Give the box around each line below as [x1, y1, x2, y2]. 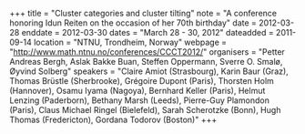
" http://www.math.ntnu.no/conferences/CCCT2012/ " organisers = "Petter [9, 46, 285, 57]
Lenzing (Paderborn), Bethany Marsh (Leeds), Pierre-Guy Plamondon [9, 95, 270, 106]
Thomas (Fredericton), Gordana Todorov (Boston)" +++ [9, 114, 218, 125]
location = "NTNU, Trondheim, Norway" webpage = [33, 36, 228, 47]
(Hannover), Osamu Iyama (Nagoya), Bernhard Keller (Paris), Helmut [9, 86, 266, 96]
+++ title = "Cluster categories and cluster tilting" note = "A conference [9, 8, 278, 18]
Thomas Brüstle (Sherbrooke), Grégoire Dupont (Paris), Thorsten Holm [9, 76, 275, 86]
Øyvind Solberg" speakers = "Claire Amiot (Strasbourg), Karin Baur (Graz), [9, 66, 289, 77]
